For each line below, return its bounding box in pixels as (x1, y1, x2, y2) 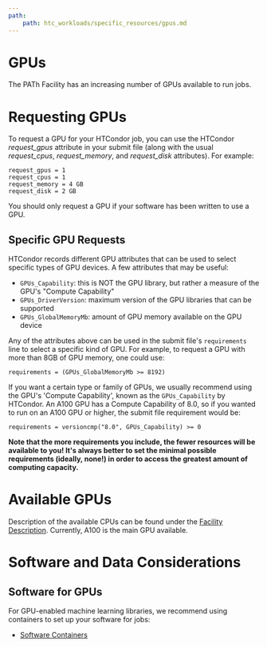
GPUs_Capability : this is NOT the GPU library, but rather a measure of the (19, 278, 260, 288)
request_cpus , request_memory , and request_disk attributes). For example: (8, 151, 254, 160)
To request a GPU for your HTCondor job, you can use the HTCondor (8, 134, 235, 144)
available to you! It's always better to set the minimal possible (8, 446, 217, 456)
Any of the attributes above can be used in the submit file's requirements (8, 336, 247, 345)
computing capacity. (8, 463, 79, 472)
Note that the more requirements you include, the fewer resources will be (8, 437, 256, 447)
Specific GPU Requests (8, 233, 126, 247)
